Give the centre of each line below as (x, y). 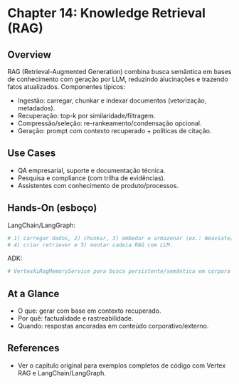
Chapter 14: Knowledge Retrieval (107, 13)
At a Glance (33, 294)
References (33, 348)
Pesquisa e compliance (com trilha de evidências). (91, 178)
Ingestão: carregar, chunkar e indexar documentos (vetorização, (112, 100)
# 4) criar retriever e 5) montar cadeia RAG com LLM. (90, 245)
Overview (30, 55)
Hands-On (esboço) (52, 208)
